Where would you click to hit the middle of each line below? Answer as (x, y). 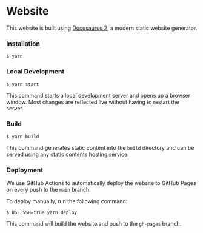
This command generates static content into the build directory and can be (100, 147)
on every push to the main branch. (48, 190)
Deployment (25, 170)
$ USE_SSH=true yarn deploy (42, 213)
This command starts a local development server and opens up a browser (98, 95)
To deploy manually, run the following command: (67, 201)
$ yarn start (23, 84)
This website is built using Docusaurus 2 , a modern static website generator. (102, 28)
